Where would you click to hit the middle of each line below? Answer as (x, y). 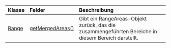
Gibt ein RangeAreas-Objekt (113, 19)
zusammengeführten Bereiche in (118, 31)
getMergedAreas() (52, 28)
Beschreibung (96, 10)
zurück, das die (97, 25)
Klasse (16, 10)
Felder (38, 10)
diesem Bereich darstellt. (108, 38)
